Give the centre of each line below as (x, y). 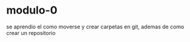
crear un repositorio (31, 33)
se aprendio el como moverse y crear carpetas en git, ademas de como (95, 27)
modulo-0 (32, 10)
